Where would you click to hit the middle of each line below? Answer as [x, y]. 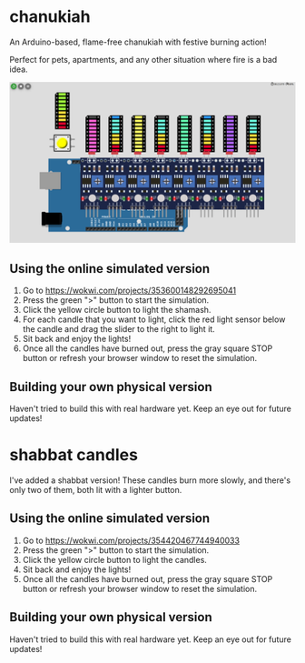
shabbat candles [74, 455]
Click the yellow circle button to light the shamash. [117, 310]
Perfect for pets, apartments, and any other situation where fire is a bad [143, 59]
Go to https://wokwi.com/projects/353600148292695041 [129, 291]
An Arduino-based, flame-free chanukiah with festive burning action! [138, 42]
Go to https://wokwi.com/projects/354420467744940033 [131, 540]
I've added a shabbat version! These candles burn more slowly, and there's [150, 480]
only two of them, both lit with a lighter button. [96, 490]
